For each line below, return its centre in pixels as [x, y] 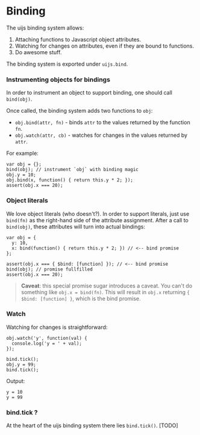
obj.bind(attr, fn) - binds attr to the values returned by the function [103, 122]
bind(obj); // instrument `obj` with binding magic [72, 170]
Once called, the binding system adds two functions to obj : [80, 111]
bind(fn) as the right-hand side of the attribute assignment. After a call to [97, 220]
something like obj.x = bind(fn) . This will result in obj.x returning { [105, 292]
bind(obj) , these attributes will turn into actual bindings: [76, 227]
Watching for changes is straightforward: [57, 327]
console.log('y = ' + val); [47, 343]
